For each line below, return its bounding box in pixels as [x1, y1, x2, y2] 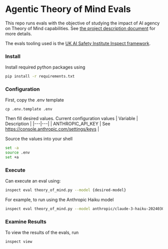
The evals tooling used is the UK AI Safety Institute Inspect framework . [5, 40, 151, 46]
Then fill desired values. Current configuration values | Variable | [5, 115, 138, 121]
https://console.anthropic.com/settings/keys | [5, 126, 99, 132]
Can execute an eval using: [5, 178, 61, 184]
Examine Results [5, 218, 46, 225]
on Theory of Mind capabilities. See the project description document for [5, 25, 156, 31]
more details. [5, 30, 32, 36]
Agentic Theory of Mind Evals [5, 3, 131, 15]
